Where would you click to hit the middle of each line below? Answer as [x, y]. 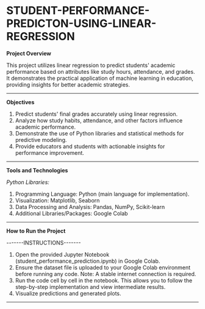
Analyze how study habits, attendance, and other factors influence [99, 120]
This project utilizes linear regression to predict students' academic [91, 65]
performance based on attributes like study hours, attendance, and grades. [101, 71]
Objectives [20, 102]
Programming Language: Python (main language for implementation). [102, 194]
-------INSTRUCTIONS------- [44, 243]
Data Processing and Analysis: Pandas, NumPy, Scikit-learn [90, 207]
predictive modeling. [41, 140]
